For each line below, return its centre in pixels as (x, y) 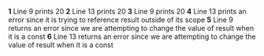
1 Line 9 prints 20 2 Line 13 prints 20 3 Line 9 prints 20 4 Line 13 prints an (127, 11)
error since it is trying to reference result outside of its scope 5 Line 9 (121, 20)
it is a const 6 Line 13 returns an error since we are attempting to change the (132, 36)
